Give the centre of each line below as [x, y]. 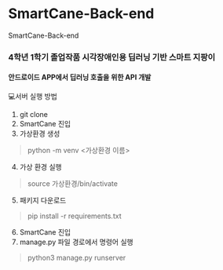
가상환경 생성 [40, 133]
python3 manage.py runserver [77, 258]
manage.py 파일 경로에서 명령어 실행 [76, 242]
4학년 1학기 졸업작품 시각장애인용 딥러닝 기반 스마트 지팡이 [112, 57]
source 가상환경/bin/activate [72, 184]
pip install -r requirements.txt [74, 216]
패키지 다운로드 [43, 200]
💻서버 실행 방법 [33, 97]
